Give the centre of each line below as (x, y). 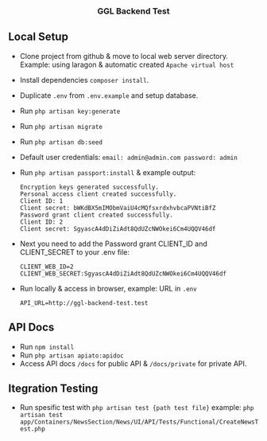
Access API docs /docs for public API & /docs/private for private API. (133, 363)
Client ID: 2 (41, 222)
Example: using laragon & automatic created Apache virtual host (127, 64)
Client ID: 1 (41, 201)
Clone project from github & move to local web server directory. (124, 56)
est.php (32, 429)
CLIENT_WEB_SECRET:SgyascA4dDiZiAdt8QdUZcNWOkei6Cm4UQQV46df (123, 273)
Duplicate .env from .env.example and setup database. (109, 95)
